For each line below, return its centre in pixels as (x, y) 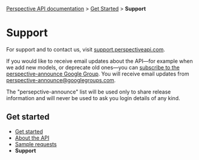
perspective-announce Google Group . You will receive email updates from (98, 74)
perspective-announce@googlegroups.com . (61, 80)
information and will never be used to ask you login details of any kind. (93, 98)
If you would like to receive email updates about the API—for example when (99, 61)
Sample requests (36, 144)
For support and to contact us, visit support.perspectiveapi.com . (86, 49)
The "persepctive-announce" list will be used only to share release (88, 92)
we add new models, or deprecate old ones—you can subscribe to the (93, 67)
